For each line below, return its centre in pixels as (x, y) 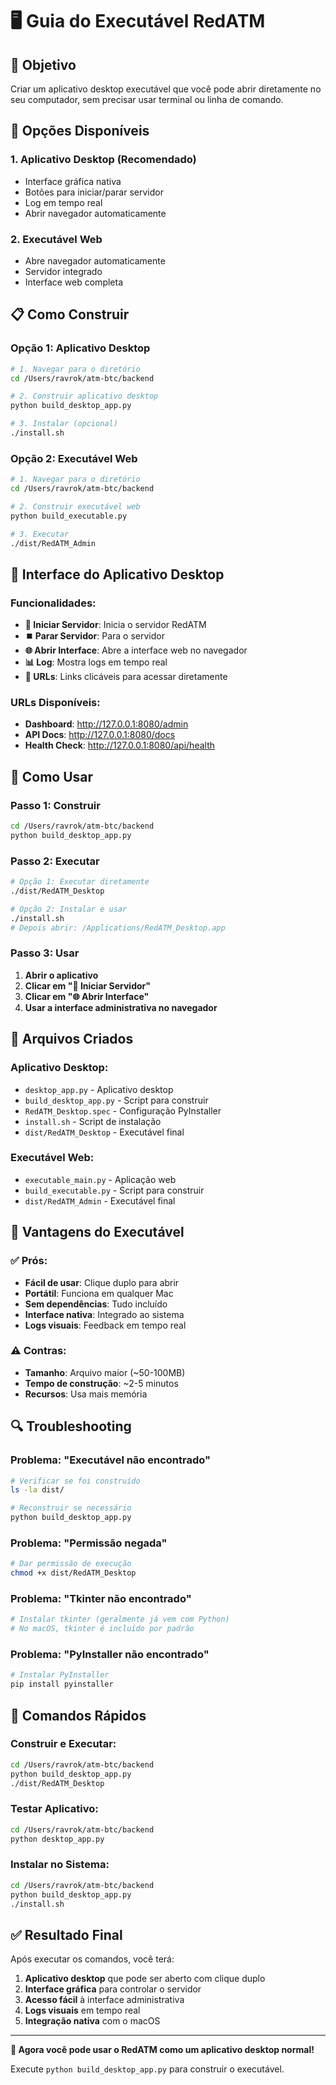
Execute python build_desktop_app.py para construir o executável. (147, 2069)
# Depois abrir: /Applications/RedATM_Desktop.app (118, 928)
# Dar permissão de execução (71, 1564)
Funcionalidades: (53, 603)
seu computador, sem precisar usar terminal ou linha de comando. (147, 99)
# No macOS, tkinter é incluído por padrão (102, 1629)
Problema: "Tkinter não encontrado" (101, 1598)
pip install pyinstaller (62, 1684)
